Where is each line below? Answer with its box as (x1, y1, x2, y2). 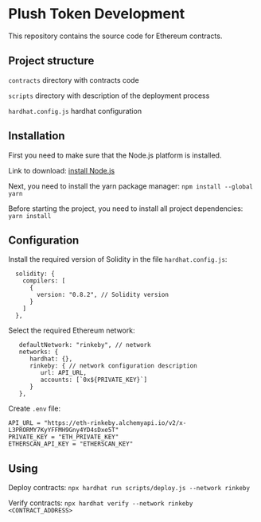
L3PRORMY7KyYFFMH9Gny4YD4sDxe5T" (8, 427, 119, 434)
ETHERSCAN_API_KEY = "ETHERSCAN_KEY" (8, 440, 134, 448)
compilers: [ (22, 277, 66, 285)
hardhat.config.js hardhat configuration (8, 106, 142, 115)
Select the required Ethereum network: (8, 325, 135, 335)
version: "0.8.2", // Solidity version (37, 291, 169, 299)
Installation (8, 129, 65, 143)
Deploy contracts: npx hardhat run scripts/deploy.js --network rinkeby (8, 483, 251, 493)
